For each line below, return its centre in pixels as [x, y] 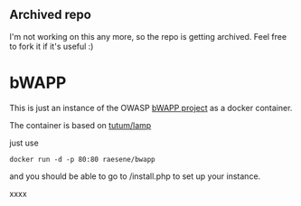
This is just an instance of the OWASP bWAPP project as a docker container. [151, 108]
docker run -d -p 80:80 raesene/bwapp [82, 159]
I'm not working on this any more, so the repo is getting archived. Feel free [148, 36]
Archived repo [51, 15]
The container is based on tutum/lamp [80, 125]
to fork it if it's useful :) [52, 46]
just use [24, 143]
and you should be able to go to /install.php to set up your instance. [135, 176]
